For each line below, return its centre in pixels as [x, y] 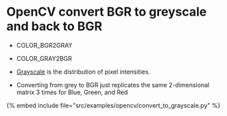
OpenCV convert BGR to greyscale [107, 12]
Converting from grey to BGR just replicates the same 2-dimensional [113, 85]
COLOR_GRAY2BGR [44, 58]
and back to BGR [55, 26]
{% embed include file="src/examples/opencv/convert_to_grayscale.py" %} [113, 105]
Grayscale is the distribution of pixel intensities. [83, 72]
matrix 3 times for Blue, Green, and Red [72, 92]
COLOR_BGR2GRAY [44, 45]
